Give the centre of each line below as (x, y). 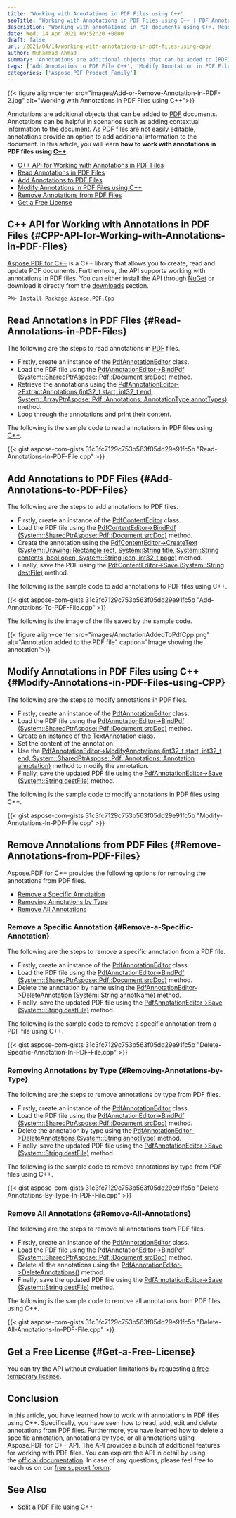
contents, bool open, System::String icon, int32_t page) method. (110, 558)
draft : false (26, 40)
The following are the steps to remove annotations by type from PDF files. (114, 1095)
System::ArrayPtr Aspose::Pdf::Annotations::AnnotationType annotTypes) (122, 399)
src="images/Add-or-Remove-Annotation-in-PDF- (148, 93)
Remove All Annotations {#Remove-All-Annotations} (99, 1214)
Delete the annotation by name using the (76, 987)
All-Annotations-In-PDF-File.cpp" (55, 1330)
